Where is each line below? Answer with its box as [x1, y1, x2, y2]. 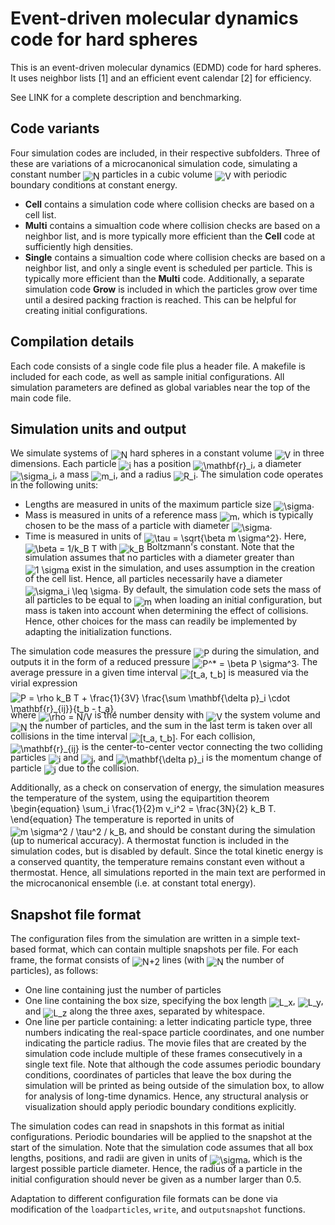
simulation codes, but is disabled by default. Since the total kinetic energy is [10, 845, 324, 857]
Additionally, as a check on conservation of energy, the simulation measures [10, 782, 325, 794]
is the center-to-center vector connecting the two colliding [81, 741, 323, 753]
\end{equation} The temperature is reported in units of [10, 813, 235, 826]
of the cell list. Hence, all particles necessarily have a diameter [24, 573, 283, 585]
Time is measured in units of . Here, [24, 530, 307, 542]
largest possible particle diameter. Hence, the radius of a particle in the [10, 1163, 303, 1175]
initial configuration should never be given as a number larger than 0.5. [10, 1173, 302, 1186]
